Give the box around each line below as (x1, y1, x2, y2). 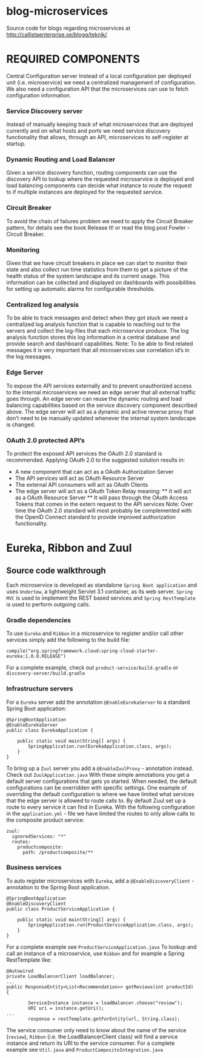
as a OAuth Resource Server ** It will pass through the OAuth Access (15, 494, 188, 501)
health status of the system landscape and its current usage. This (6, 273, 170, 280)
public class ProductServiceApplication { (6, 906, 115, 912)
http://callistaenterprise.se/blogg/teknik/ (6, 30, 107, 38)
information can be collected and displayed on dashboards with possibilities (6, 279, 196, 286)
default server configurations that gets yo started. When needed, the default (6, 777, 197, 785)
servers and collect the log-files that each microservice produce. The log (6, 327, 189, 335)
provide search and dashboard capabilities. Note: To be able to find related (6, 340, 193, 347)
